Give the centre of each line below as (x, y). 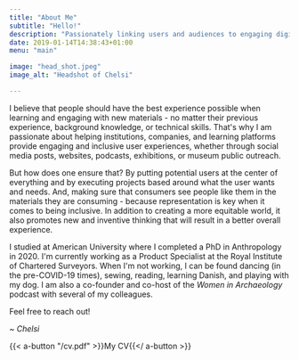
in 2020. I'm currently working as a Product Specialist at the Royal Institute (146, 256)
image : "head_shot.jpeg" (55, 67)
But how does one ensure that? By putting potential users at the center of (144, 172)
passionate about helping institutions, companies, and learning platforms (142, 136)
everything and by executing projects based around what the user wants (142, 182)
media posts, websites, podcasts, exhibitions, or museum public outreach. (145, 155)
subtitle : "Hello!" (45, 26)
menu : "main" (33, 51)
